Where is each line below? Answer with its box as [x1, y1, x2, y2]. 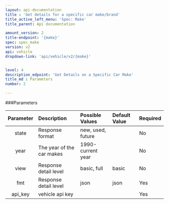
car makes [38, 151, 63, 157]
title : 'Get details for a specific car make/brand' [5, 12, 121, 17]
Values [80, 118, 97, 125]
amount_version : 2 [5, 31, 44, 36]
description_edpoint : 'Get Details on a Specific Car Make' [5, 72, 134, 77]
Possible [80, 112, 102, 118]
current [80, 147, 98, 154]
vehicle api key [38, 191, 74, 197]
